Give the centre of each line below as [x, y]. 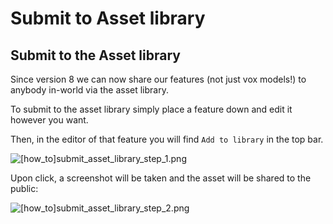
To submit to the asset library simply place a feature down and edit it [151, 109]
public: [24, 188]
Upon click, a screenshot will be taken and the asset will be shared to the [161, 178]
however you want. [49, 120]
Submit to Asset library [108, 18]
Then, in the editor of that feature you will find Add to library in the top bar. [167, 139]
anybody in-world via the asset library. [89, 90]
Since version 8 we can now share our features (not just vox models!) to [158, 79]
